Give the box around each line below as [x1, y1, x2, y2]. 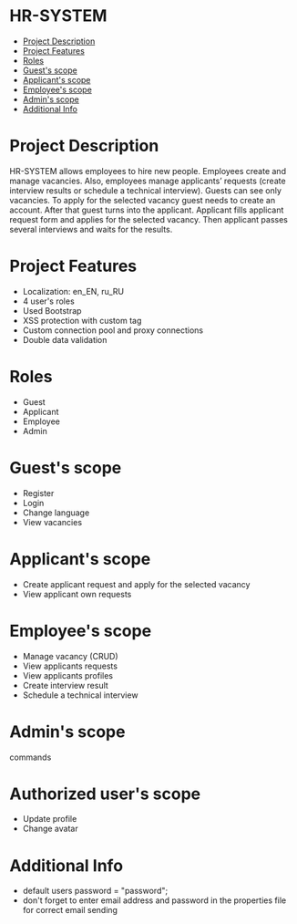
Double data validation [22, 334, 108, 345]
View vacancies [22, 516, 83, 527]
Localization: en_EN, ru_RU [22, 286, 125, 296]
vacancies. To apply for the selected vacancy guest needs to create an [9, 194, 276, 205]
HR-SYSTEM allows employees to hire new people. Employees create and [9, 165, 287, 176]
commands [9, 752, 52, 763]
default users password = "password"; [22, 886, 169, 897]
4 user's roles [22, 296, 75, 306]
